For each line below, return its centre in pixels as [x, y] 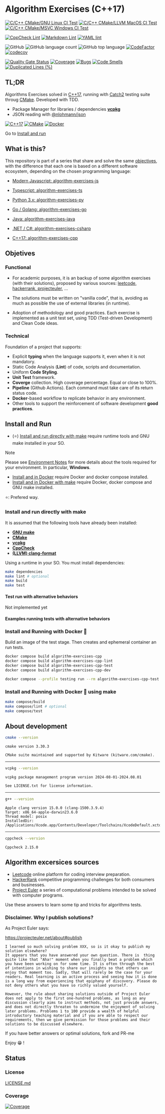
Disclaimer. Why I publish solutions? [49, 917]
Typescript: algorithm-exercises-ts [47, 190]
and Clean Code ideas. [35, 323]
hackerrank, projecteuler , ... [40, 288]
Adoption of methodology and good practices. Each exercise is [76, 313]
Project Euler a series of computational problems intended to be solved [84, 890]
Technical [17, 336]
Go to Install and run [26, 133]
